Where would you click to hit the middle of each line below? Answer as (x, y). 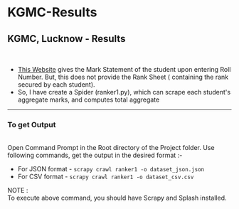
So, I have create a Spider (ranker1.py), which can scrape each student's (124, 92)
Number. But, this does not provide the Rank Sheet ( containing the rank (123, 77)
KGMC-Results (52, 12)
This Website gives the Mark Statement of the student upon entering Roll (124, 69)
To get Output (32, 124)
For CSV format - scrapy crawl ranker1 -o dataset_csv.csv (106, 177)
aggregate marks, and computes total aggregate (89, 100)
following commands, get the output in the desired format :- (95, 155)
